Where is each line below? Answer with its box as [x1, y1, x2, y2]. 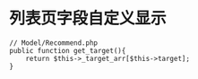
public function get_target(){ [9, 46, 126, 55]
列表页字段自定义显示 [9, 8, 168, 29]
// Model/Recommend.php [9, 38, 99, 48]
